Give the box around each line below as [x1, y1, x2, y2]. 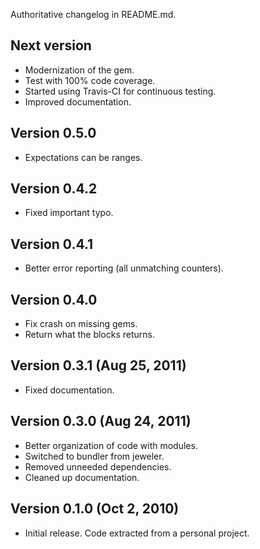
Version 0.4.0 [10, 291, 98, 308]
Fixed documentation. [24, 384, 115, 396]
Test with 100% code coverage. [24, 74, 156, 86]
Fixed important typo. [24, 207, 114, 219]
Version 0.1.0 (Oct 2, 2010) [10, 500, 180, 518]
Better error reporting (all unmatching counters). [24, 262, 224, 274]
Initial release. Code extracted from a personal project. [24, 527, 250, 539]
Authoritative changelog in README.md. [10, 9, 177, 20]
